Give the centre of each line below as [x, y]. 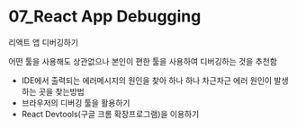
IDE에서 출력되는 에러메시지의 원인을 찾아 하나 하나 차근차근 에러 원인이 [146, 80]
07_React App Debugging [105, 17]
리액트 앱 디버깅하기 [43, 42]
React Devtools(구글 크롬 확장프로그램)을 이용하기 [110, 114]
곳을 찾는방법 [61, 91]
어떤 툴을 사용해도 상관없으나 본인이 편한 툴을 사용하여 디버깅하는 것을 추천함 [143, 61]
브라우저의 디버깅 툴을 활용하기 [76, 102]
